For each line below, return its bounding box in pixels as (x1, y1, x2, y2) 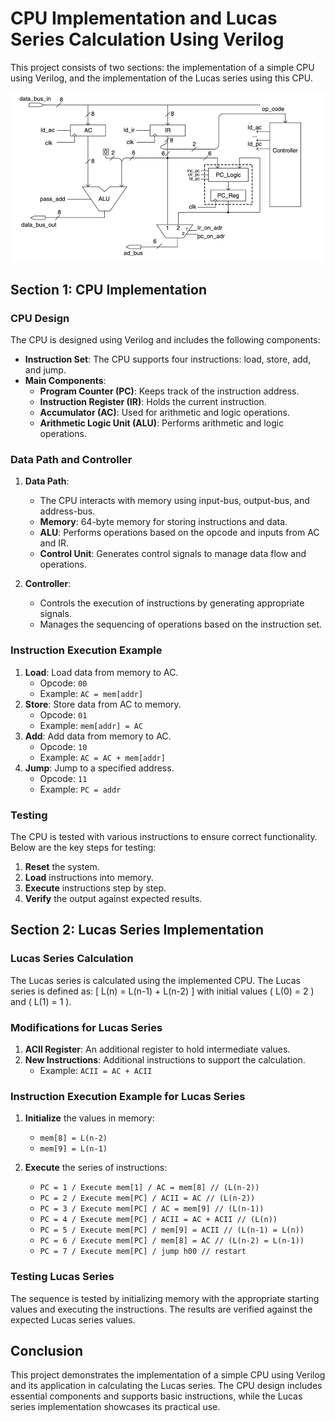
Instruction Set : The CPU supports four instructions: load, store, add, (24, 353, 312, 366)
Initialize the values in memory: (24, 1112, 155, 1124)
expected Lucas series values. (10, 1313, 136, 1326)
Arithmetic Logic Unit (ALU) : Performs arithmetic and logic (39, 417, 285, 429)
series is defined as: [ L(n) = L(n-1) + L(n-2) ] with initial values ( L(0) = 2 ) (10, 985, 315, 997)
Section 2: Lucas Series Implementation (10, 922, 264, 939)
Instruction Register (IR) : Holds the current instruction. (39, 396, 267, 408)
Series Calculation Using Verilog (10, 28, 285, 51)
